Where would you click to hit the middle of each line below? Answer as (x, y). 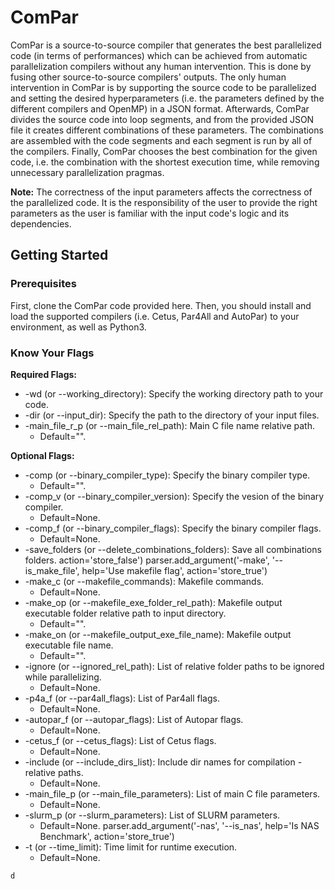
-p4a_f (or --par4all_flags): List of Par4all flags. (122, 698)
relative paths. (54, 772)
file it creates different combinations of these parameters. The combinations (167, 130)
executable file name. (69, 645)
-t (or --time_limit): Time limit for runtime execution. (131, 847)
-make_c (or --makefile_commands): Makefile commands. (144, 581)
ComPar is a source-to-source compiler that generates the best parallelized (166, 45)
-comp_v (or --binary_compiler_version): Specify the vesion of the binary (174, 496)
